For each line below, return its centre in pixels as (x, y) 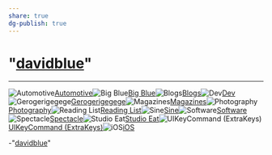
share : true (28, 16)
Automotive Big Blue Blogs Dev (145, 93)
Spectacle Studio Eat (104, 119)
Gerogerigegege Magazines (139, 102)
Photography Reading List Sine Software (128, 111)
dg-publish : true (38, 23)
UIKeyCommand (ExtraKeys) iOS (72, 128)
